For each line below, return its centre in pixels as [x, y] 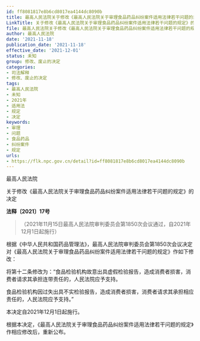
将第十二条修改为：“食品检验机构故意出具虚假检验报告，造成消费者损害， [96, 272]
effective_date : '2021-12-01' [44, 51]
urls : [13, 155]
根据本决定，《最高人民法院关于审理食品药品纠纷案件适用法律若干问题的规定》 [100, 324]
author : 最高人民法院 [30, 34]
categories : [21, 67]
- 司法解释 [18, 73]
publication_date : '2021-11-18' [46, 45]
